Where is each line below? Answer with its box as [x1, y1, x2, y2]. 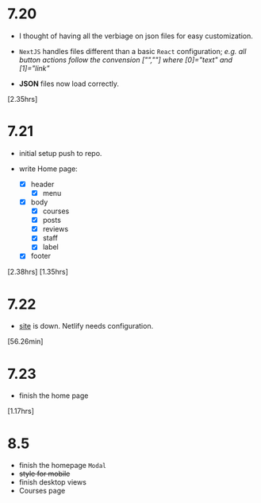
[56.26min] [7, 337, 44, 346]
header [30, 179, 55, 189]
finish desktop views [18, 478, 86, 487]
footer [30, 251, 52, 261]
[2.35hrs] [7, 94, 38, 103]
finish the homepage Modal [18, 461, 106, 470]
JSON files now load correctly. [18, 79, 120, 88]
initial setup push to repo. [18, 148, 102, 158]
